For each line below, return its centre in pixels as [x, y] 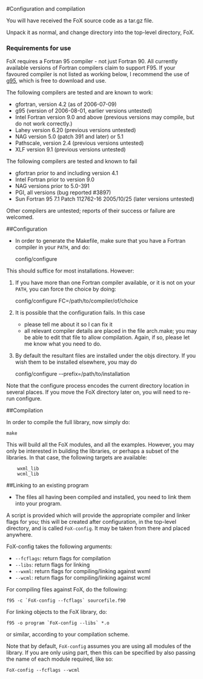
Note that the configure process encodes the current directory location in [98, 386]
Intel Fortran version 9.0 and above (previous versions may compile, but [105, 117]
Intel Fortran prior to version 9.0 [55, 179]
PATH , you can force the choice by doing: [65, 289]
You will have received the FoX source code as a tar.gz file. [80, 20]
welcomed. [20, 217]
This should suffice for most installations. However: [70, 271]
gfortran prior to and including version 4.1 [66, 173]
